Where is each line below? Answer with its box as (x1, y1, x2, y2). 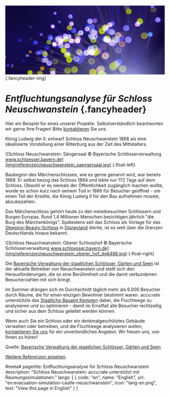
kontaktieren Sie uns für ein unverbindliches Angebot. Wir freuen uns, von (5, 328, 160, 335)
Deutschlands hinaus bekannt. (5, 229, 68, 236)
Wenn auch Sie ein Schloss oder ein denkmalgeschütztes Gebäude (5, 318, 145, 324)
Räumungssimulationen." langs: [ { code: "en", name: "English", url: (5, 374, 145, 380)
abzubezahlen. (5, 199, 36, 205)
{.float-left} (112, 161, 136, 168)
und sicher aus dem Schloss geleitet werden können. (5, 308, 116, 314)
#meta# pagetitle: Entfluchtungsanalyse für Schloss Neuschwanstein (5, 364, 149, 370)
